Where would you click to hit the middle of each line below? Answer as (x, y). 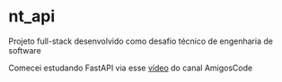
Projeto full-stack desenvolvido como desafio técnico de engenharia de (141, 41)
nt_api (32, 16)
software (25, 50)
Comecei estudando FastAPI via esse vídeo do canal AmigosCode (131, 68)
